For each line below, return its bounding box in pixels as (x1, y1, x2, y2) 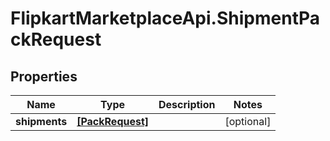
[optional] (224, 115, 272, 128)
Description (158, 98, 216, 111)
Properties (10, 68, 78, 85)
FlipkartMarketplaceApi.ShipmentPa (10, 7, 320, 30)
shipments (15, 115, 68, 128)
